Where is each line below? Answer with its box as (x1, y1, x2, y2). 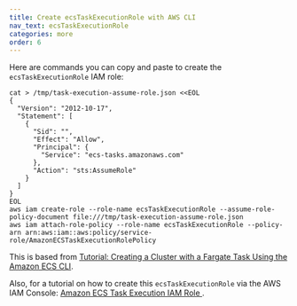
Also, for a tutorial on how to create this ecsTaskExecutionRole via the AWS (9, 279, 281, 289)
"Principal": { (32, 143, 90, 152)
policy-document (9, 213, 69, 222)
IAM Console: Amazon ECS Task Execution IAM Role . (9, 287, 206, 298)
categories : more (9, 29, 74, 38)
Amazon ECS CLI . (9, 261, 74, 271)
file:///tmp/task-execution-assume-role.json (72, 213, 244, 222)
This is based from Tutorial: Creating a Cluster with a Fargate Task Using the (9, 252, 288, 263)
